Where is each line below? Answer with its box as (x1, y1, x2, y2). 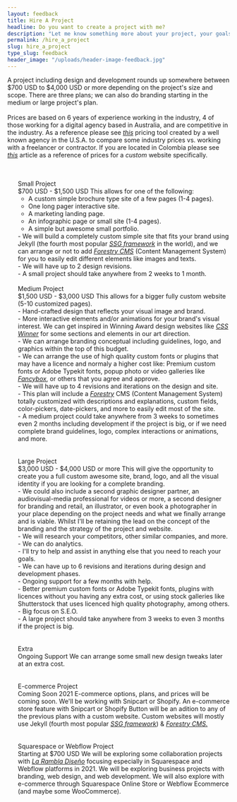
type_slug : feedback (7, 50, 68, 57)
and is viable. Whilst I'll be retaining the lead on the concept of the (17, 517, 210, 525)
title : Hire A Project (7, 17, 74, 24)
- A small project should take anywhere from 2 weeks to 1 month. (17, 269, 207, 277)
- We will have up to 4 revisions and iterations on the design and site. (17, 382, 219, 390)
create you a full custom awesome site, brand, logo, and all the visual (17, 472, 219, 480)
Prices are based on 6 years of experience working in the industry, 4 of (7, 113, 214, 121)
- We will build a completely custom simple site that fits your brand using (17, 232, 229, 240)
